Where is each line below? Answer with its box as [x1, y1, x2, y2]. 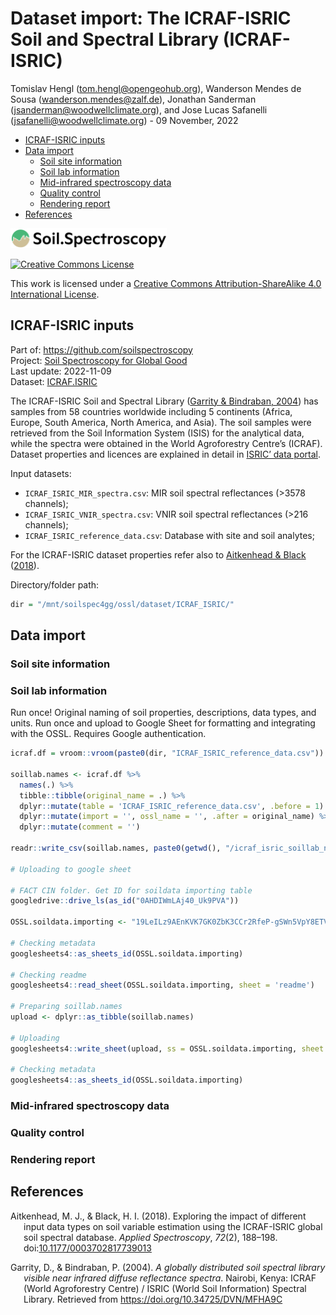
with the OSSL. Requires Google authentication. [10, 728, 207, 740]
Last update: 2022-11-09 [10, 365, 112, 377]
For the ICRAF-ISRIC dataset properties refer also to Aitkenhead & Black [10, 548, 307, 561]
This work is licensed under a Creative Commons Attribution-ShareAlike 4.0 [10, 277, 322, 289]
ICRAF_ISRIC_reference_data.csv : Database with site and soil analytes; [24, 529, 315, 541]
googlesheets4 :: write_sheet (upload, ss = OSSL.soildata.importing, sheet [10, 1043, 325, 1054]
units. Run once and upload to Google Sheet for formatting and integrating [10, 717, 316, 729]
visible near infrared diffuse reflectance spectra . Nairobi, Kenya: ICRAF [23, 1272, 317, 1284]
